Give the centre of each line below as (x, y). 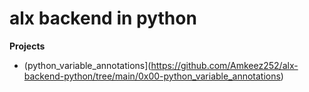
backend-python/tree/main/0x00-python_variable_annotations (152, 76)
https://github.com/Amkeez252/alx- (224, 65)
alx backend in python (103, 18)
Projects (27, 46)
